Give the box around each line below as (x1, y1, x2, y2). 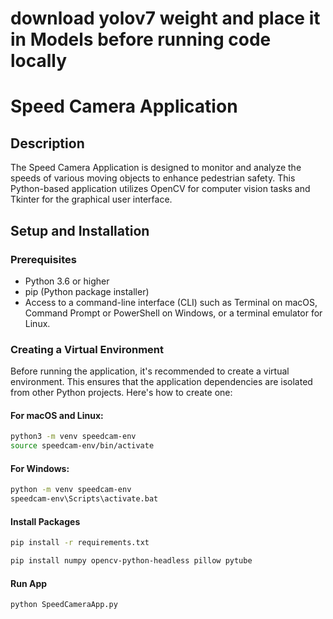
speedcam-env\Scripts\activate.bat (10, 494, 159, 504)
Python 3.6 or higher (24, 275, 110, 287)
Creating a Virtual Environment (10, 342, 164, 356)
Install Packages (10, 515, 81, 527)
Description (10, 135, 85, 152)
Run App (10, 577, 48, 589)
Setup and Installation (10, 222, 150, 239)
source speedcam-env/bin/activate (10, 441, 155, 451)
